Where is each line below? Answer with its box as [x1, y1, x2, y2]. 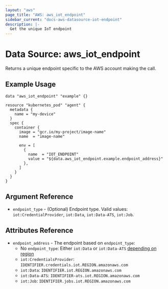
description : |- [5, 21, 40, 27]
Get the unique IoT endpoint [10, 27, 72, 32]
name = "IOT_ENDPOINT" [28, 152, 79, 157]
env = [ [18, 142, 36, 148]
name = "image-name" [18, 134, 65, 139]
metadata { [10, 107, 33, 112]
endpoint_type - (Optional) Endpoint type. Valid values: [12, 206, 128, 212]
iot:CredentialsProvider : [20, 256, 75, 262]
